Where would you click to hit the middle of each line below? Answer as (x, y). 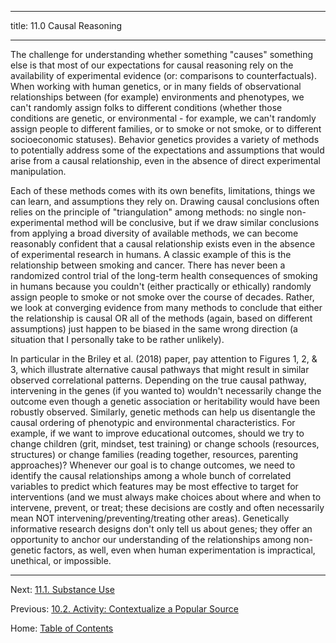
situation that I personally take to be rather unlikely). (117, 339)
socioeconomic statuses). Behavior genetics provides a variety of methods (165, 139)
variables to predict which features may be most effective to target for (154, 486)
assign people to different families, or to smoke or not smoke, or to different (166, 129)
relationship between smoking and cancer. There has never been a (148, 265)
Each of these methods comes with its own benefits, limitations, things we (163, 190)
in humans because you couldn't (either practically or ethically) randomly (161, 286)
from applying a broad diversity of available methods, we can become (154, 233)
